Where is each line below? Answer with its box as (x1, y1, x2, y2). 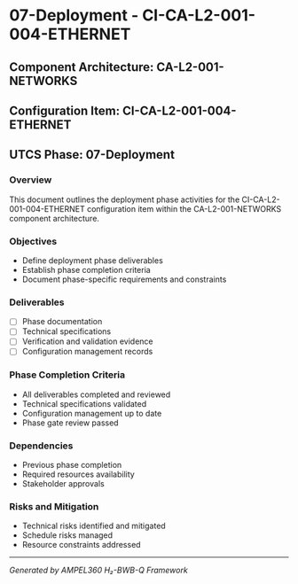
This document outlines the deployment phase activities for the (9, 194, 240, 205)
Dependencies (9, 440, 74, 452)
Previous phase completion (21, 460, 122, 471)
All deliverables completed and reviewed (21, 389, 171, 400)
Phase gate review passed (21, 417, 119, 428)
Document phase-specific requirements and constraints (21, 274, 227, 284)
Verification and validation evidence (21, 336, 153, 347)
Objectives (9, 235, 58, 247)
